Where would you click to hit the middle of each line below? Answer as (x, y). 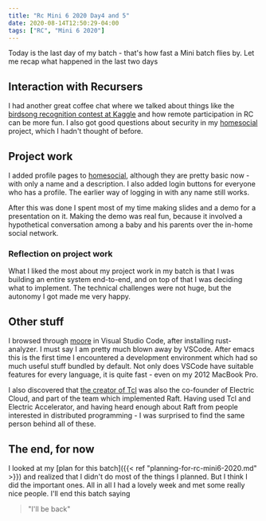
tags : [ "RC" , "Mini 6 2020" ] (57, 30)
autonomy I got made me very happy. (70, 296)
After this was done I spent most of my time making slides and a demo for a (132, 208)
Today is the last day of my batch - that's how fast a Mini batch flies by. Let (131, 53)
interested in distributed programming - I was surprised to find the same (127, 416)
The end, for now (51, 449)
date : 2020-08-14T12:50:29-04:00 (64, 23)
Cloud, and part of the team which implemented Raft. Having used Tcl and (129, 398)
